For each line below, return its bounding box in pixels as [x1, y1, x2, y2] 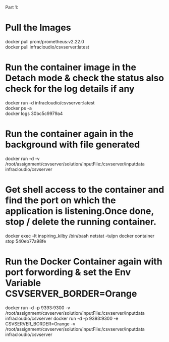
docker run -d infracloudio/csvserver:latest [5, 99, 95, 105]
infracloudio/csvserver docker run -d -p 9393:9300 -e [5, 315, 119, 321]
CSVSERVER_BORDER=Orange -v [5, 320, 76, 327]
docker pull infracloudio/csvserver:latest [5, 44, 89, 50]
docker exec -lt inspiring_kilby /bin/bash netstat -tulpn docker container [5, 233, 155, 239]
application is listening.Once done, [5, 205, 154, 216]
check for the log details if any [5, 83, 135, 95]
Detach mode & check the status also [5, 73, 164, 84]
